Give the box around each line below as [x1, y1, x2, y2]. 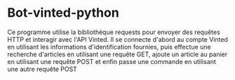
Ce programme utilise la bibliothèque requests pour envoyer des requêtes [7, 28, 221, 36]
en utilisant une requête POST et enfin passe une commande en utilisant [7, 57, 216, 65]
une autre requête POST [7, 65, 77, 73]
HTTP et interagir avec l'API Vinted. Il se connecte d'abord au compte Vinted [7, 35, 228, 43]
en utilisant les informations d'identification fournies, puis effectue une [7, 42, 212, 51]
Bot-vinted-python [7, 5, 119, 21]
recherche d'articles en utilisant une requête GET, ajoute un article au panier [7, 50, 228, 58]
